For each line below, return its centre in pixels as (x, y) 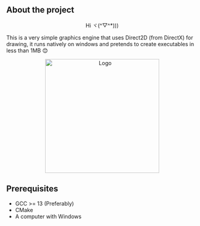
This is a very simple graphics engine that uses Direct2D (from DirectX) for (100, 37)
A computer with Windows (48, 216)
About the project (40, 10)
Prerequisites (32, 189)
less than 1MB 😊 (27, 50)
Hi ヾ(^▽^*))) (102, 25)
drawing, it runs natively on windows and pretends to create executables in (100, 44)
